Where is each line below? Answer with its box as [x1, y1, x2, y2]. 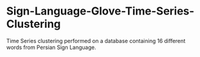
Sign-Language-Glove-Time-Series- [6, 4, 195, 18]
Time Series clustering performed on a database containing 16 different [6, 37, 186, 44]
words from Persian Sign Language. [6, 44, 96, 51]
